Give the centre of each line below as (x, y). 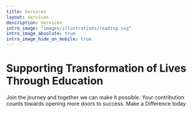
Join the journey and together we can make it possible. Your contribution (95, 97)
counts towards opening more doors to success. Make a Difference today (96, 104)
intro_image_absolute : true (41, 34)
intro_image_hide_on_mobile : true (49, 39)
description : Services (34, 22)
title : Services (26, 12)
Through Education (55, 81)
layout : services (28, 17)
